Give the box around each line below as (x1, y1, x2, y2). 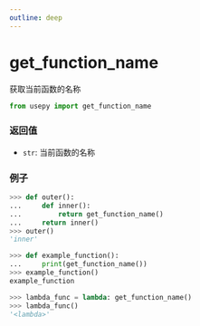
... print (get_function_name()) (9, 260, 148, 269)
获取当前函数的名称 (9, 83, 81, 94)
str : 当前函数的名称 (22, 147, 96, 158)
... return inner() (9, 218, 100, 227)
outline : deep (9, 13, 63, 23)
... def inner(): (9, 201, 91, 210)
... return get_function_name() (9, 209, 165, 218)
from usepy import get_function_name (9, 101, 152, 110)
